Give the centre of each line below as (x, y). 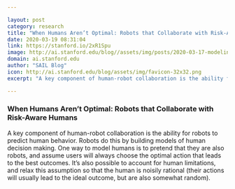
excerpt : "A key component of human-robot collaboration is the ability (115, 78)
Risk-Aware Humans (43, 118)
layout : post (26, 20)
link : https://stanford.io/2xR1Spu (59, 46)
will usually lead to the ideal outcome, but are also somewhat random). (109, 177)
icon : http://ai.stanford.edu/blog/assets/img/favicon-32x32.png (104, 72)
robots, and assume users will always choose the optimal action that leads (114, 155)
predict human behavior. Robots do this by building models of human (107, 140)
